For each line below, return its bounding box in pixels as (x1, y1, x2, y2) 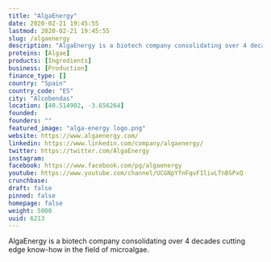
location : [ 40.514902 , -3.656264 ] (8, 102, 125, 110)
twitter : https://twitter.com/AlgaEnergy (8, 147, 150, 155)
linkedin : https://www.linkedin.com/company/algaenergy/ (8, 139, 204, 148)
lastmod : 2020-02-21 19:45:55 (8, 27, 110, 35)
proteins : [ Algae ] (8, 49, 70, 57)
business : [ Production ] (8, 64, 89, 73)
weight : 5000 (8, 206, 52, 214)
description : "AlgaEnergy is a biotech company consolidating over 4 (8, 42, 248, 50)
